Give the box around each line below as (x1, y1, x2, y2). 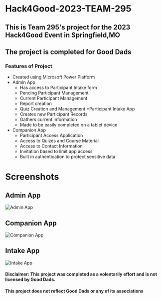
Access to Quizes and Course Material (19, 138, 99, 144)
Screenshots (5, 171, 59, 182)
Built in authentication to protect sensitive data (19, 153, 116, 160)
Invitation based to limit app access (19, 148, 93, 154)
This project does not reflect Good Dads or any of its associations (5, 288, 144, 294)
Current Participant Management (19, 95, 88, 101)
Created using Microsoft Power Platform (12, 74, 95, 80)
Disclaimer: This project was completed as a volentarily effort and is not (5, 271, 158, 277)
